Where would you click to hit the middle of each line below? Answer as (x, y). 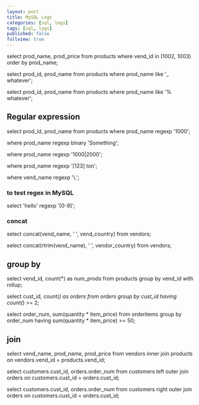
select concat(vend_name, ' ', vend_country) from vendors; (79, 234)
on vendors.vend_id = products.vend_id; (56, 360)
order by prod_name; (32, 62)
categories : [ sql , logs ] (37, 23)
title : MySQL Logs (29, 17)
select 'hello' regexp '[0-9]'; (41, 206)
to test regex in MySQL (40, 193)
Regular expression (44, 117)
